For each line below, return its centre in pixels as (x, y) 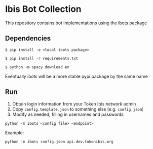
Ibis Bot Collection (43, 9)
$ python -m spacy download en (37, 67)
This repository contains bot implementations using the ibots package (76, 23)
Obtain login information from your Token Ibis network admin (74, 104)
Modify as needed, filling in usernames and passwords (68, 114)
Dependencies (28, 38)
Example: (15, 133)
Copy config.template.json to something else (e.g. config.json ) (78, 109)
